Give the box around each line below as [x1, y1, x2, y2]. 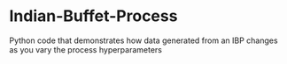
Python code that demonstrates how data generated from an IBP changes [9, 35, 278, 46]
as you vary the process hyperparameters [9, 44, 162, 54]
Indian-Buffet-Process [9, 6, 178, 26]
